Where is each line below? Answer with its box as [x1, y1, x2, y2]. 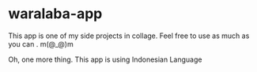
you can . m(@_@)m [8, 39, 74, 48]
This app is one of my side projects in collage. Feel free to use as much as [8, 31, 250, 40]
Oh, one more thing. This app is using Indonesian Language [8, 55, 202, 64]
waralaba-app [8, 5, 103, 23]
